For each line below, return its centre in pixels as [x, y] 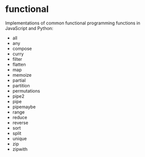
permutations [26, 91]
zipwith [20, 149]
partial [19, 80]
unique [19, 139]
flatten [19, 64]
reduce [20, 117]
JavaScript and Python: [29, 28]
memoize [22, 75]
